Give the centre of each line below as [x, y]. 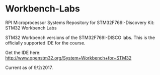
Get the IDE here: [23, 52]
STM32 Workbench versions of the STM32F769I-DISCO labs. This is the [80, 37]
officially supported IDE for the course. [45, 42]
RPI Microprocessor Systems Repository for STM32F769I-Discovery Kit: [80, 22]
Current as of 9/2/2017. [29, 67]
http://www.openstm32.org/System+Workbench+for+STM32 [68, 57]
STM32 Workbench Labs [31, 27]
